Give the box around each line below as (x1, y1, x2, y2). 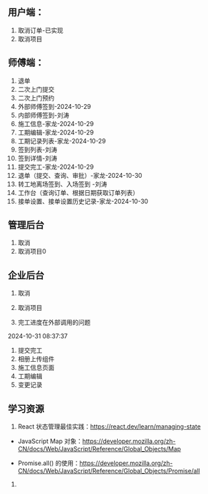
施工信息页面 (17, 364, 54, 372)
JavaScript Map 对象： (17, 437, 83, 446)
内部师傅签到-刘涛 (17, 111, 70, 119)
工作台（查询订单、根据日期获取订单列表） (17, 188, 139, 196)
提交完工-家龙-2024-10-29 (17, 163, 94, 171)
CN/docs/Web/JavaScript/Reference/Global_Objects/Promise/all (17, 467, 200, 475)
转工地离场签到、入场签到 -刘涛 (17, 180, 107, 188)
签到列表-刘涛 (17, 145, 58, 154)
